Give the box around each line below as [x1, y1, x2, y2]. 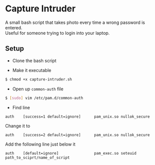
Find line [12, 104, 30, 110]
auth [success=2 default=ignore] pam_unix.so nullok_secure [5, 132, 150, 137]
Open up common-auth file [12, 85, 64, 92]
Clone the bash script [12, 58, 57, 64]
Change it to [5, 123, 31, 129]
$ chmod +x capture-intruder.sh [5, 77, 72, 82]
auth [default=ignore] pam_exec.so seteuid [5, 151, 137, 156]
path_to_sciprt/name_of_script [5, 155, 70, 160]
